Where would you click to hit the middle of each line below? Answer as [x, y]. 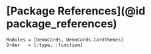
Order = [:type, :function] [45, 45]
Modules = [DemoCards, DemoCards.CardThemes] [65, 40]
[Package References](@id [76, 11]
